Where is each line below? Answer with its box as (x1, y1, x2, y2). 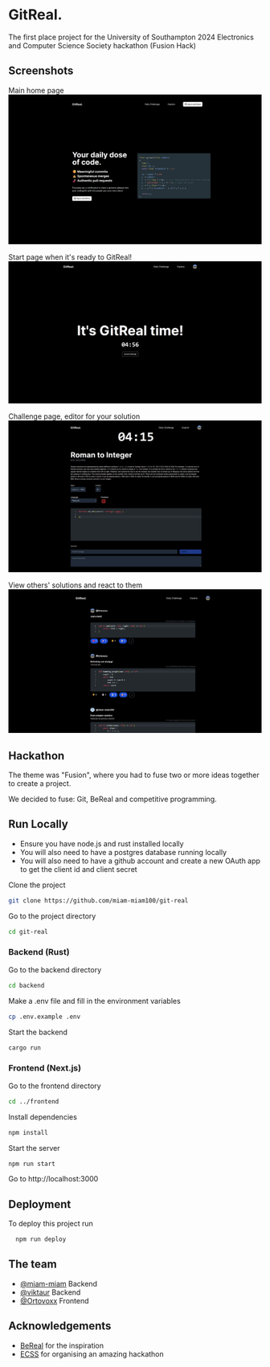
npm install (8, 1128, 48, 1136)
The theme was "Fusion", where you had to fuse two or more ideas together (8, 770, 260, 780)
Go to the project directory (8, 911, 96, 921)
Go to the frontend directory (8, 1081, 102, 1091)
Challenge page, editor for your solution (8, 411, 141, 421)
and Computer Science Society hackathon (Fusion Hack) (8, 40, 197, 50)
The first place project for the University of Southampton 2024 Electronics (8, 32, 255, 42)
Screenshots (8, 64, 74, 78)
